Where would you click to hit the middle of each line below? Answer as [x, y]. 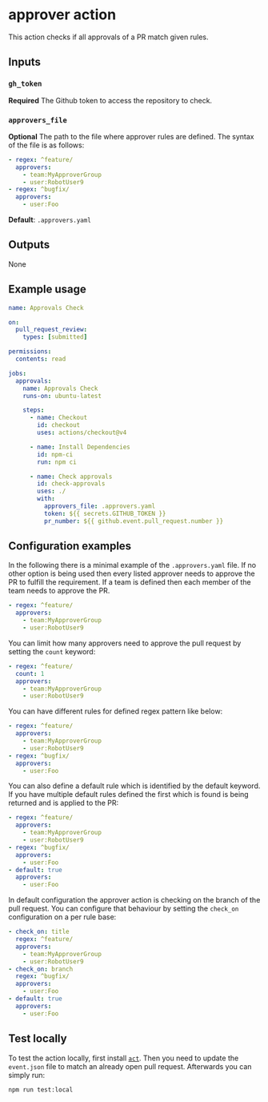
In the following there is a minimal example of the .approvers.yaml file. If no [132, 565]
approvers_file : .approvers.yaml [100, 506]
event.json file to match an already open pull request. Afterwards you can [130, 1066]
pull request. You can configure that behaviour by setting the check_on [124, 909]
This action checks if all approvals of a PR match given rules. [108, 37]
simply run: [27, 1075]
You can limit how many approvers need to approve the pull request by [125, 643]
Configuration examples [70, 546]
